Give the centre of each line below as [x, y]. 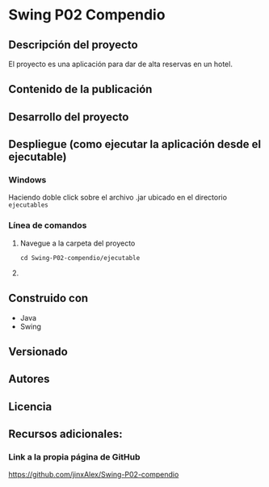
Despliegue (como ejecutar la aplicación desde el [134, 144]
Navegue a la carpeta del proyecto [78, 243]
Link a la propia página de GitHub [74, 457]
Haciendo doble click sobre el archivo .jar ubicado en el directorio [118, 197]
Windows [27, 180]
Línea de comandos [48, 225]
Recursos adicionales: [65, 434]
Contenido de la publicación [80, 89]
